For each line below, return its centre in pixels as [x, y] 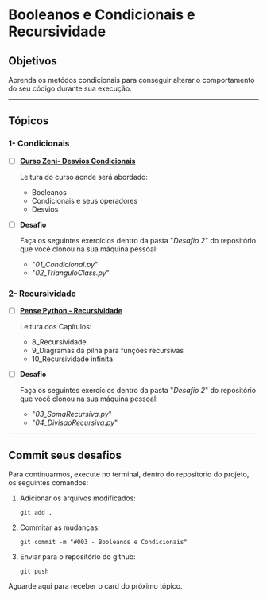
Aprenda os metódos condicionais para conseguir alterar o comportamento [132, 80]
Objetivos [33, 61]
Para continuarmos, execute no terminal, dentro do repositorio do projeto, [129, 474]
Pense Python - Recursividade [71, 311]
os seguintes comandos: [48, 483]
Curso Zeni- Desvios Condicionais [77, 161]
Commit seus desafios [65, 455]
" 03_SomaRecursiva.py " [72, 414]
